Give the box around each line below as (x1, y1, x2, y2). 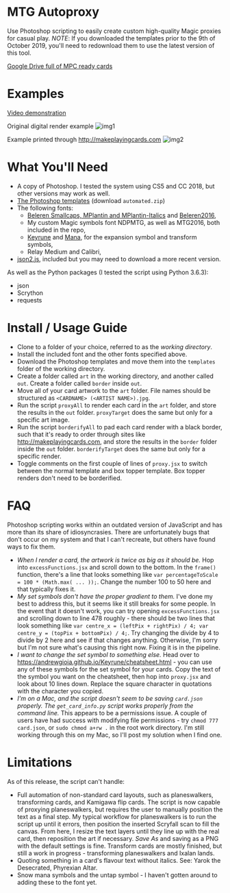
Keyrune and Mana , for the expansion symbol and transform (27, 233, 197, 241)
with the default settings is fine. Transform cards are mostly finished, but (16, 842, 222, 850)
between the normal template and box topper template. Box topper (16, 466, 205, 475)
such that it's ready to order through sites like (16, 430, 146, 438)
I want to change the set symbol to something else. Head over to (16, 650, 200, 658)
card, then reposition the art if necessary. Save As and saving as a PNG (16, 834, 219, 842)
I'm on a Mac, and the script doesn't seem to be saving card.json (16, 694, 203, 702)
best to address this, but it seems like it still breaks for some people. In (16, 599, 216, 608)
